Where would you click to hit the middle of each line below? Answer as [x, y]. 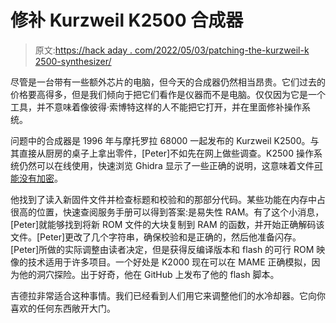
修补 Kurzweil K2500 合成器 [127, 20]
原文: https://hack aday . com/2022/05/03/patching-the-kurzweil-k [172, 50]
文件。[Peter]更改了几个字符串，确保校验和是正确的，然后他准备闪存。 [156, 237]
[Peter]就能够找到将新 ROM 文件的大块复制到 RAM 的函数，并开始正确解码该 [167, 224]
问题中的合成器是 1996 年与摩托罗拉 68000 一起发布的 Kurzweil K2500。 [160, 140]
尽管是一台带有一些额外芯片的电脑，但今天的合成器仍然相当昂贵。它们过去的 [168, 82]
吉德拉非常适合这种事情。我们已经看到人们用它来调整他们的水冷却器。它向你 [168, 295]
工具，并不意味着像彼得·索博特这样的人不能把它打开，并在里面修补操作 [156, 107]
